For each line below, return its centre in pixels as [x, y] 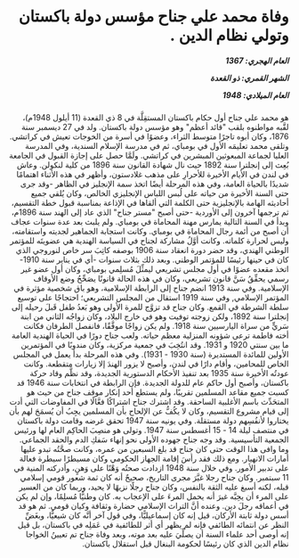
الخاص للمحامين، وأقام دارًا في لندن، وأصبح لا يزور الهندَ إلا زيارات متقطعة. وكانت [156, 364]
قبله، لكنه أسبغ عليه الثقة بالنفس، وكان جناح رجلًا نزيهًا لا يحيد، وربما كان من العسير [154, 487]
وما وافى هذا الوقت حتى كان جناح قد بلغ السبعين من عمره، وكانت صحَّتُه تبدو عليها [155, 449]
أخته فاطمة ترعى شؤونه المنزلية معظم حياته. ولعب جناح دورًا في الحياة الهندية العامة [150, 335]
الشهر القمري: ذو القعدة [249, 78]
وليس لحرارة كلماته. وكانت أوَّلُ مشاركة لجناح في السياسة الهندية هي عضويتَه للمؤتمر [149, 241]
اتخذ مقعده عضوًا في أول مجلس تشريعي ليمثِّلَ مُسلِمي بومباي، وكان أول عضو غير [155, 269]
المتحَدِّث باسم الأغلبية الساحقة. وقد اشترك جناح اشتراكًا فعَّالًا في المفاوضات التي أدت [149, 402]
